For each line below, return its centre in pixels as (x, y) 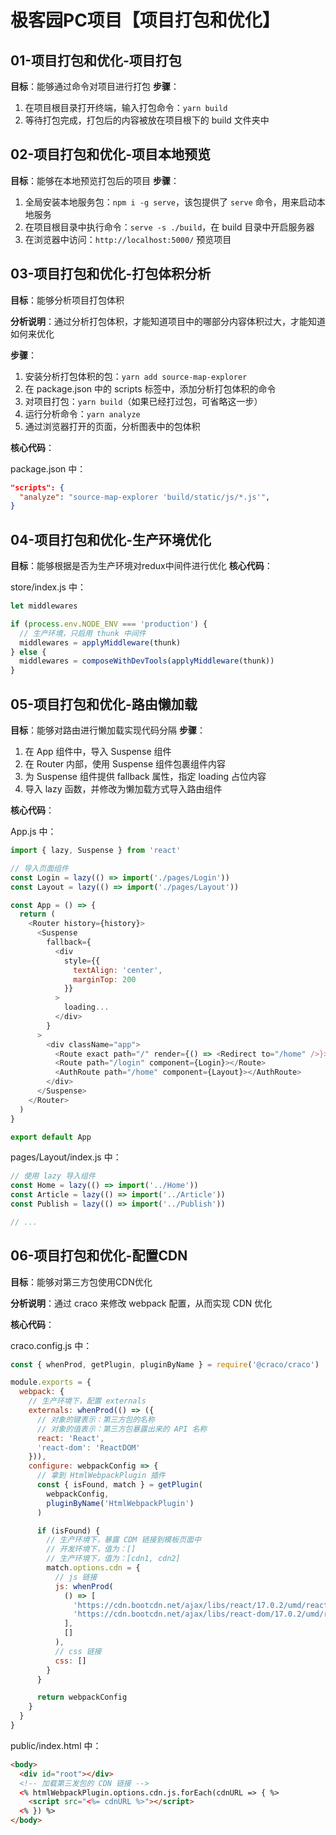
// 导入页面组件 (39, 868)
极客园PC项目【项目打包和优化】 (145, 20)
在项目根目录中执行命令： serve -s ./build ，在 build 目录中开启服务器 (169, 227)
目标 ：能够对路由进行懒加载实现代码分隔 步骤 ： (108, 730)
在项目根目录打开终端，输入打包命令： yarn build (126, 107)
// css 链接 (78, 1651)
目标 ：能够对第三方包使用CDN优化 (81, 1282)
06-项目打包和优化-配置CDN (99, 1256)
